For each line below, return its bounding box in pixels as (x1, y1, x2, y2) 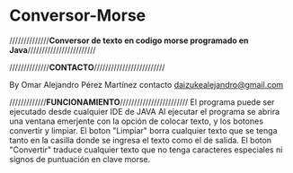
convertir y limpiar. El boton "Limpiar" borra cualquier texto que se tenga (9, 125, 278, 135)
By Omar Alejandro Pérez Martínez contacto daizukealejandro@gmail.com (9, 79, 284, 90)
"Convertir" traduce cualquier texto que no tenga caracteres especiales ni (9, 144, 283, 155)
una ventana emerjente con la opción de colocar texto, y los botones (9, 116, 263, 126)
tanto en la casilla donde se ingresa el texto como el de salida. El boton (9, 134, 272, 145)
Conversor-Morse (9, 5, 146, 26)
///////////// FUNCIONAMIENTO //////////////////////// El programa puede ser (9, 96, 275, 108)
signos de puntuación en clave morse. (9, 153, 151, 164)
